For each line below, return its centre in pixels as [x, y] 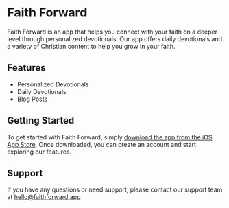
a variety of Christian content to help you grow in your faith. [92, 46]
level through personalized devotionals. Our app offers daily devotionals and [115, 38]
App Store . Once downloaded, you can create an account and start [102, 144]
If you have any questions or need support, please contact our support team [115, 189]
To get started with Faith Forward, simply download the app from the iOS [110, 137]
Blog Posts [32, 99]
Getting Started [41, 120]
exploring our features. [39, 152]
